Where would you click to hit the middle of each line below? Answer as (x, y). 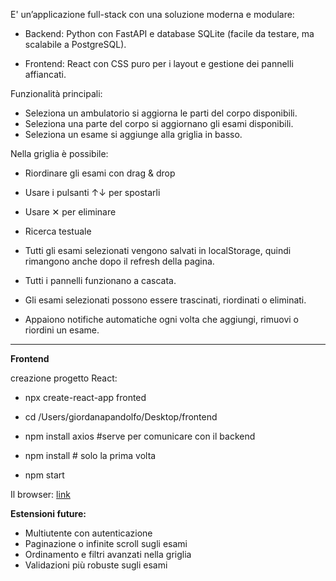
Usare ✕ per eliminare (70, 212)
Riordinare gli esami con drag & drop (100, 173)
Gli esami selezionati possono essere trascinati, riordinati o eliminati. (165, 300)
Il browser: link (40, 494)
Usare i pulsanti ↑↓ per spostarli (92, 192)
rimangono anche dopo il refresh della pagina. (119, 261)
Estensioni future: (48, 513)
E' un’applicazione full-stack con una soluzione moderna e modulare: (152, 14)
